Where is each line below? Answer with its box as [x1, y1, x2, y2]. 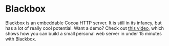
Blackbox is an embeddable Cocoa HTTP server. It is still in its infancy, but [5, 20, 162, 26]
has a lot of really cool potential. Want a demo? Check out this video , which [5, 25, 164, 31]
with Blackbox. [5, 36, 37, 42]
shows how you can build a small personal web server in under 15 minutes [5, 30, 162, 36]
